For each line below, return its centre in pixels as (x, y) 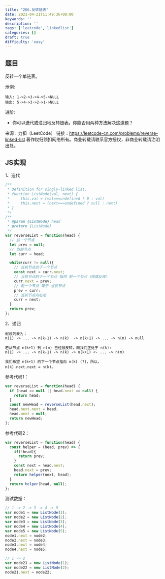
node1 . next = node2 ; (26, 535)
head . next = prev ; (33, 470)
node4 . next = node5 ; (26, 550)
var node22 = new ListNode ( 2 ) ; (37, 568)
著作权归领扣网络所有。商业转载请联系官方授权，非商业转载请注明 (93, 139)
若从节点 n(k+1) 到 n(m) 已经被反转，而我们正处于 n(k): (58, 348)
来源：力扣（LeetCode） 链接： (37, 133)
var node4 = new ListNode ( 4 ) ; (36, 526)
